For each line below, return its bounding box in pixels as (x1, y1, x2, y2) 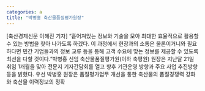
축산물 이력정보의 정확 (12, 78, 65, 86)
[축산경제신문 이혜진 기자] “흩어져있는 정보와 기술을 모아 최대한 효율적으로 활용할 (6, 32, 199, 40)
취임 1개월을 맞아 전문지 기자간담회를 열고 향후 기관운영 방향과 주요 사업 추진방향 (6, 62, 198, 70)
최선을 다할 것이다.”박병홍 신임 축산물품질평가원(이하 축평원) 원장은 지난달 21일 (6, 55, 195, 62)
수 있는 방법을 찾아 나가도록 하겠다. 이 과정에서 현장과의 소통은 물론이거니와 (6, 40, 186, 47)
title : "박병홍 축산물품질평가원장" (6, 15, 84, 21)
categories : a (6, 9, 43, 15)
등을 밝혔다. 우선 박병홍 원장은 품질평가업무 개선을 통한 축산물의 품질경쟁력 (6, 70, 185, 78)
